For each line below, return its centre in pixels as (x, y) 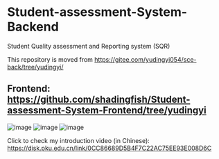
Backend (33, 27)
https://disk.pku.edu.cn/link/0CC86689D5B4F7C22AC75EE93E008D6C (109, 148)
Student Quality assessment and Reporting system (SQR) (89, 46)
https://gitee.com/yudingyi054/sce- (146, 59)
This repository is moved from (50, 59)
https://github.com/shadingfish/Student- (99, 100)
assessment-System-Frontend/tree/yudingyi (107, 111)
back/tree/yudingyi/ (35, 67)
